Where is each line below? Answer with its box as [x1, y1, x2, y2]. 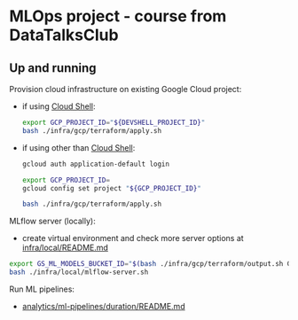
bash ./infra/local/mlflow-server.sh [9, 268, 149, 277]
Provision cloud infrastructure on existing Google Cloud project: [9, 84, 242, 94]
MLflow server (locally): [9, 215, 96, 227]
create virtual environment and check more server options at [21, 233, 244, 244]
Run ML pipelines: [9, 284, 75, 294]
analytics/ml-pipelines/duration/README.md [21, 301, 185, 311]
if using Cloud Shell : [21, 101, 96, 112]
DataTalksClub [9, 25, 119, 45]
